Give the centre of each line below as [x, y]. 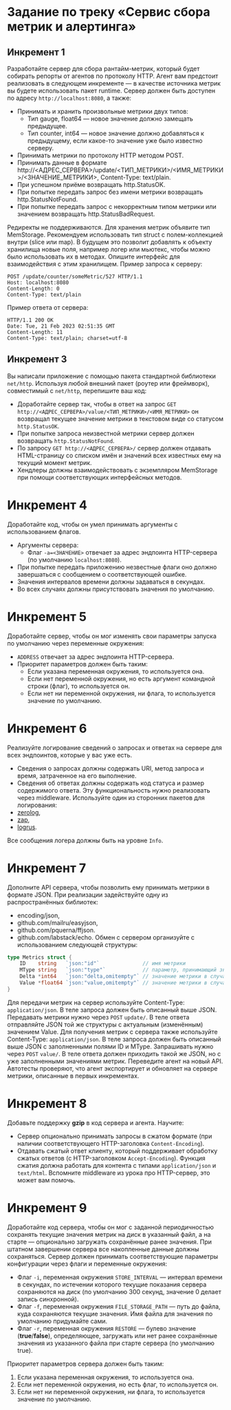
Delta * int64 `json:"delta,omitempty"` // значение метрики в [113, 977]
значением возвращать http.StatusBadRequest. [86, 214]
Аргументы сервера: [48, 545]
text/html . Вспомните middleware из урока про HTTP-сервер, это [113, 1173]
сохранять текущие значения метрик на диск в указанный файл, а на [109, 1234]
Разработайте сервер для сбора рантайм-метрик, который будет [103, 69]
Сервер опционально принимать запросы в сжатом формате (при [114, 1136]
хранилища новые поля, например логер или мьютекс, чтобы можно [109, 249]
